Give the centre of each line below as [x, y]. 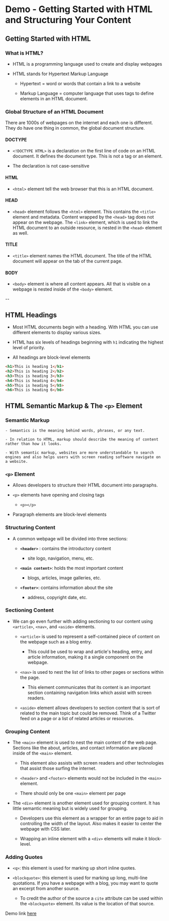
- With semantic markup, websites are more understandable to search [80, 453]
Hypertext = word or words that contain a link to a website [80, 83]
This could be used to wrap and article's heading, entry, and [90, 652]
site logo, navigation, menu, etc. [61, 558]
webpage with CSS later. [46, 829]
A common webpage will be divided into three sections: [70, 538]
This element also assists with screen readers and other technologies [92, 763]
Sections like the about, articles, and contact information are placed [82, 748]
